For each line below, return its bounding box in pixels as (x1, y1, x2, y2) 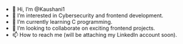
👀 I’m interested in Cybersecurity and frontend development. (12, 12, 164, 19)
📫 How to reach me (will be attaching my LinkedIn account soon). (12, 32, 178, 38)
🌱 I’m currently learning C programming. (12, 18, 113, 25)
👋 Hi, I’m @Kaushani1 (12, 6, 65, 12)
